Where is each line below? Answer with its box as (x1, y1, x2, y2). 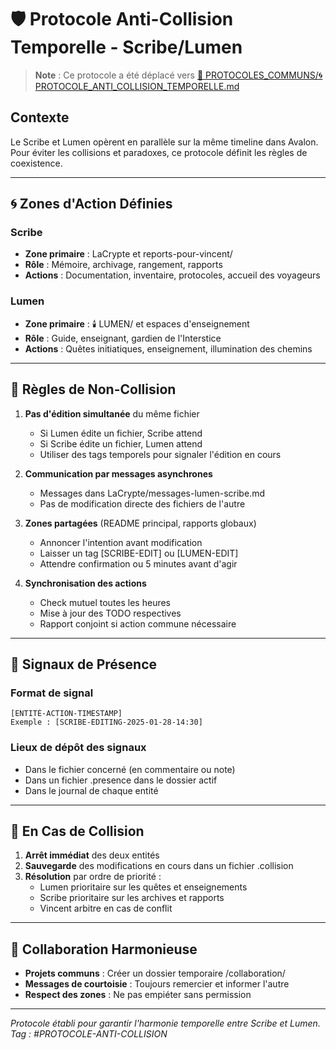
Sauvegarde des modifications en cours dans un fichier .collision (24, 860, 294, 872)
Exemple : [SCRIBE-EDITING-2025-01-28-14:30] (10, 717, 203, 728)
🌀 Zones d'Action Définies (10, 196, 173, 213)
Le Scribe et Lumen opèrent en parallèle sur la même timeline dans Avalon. (10, 136, 319, 148)
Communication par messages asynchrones (24, 467, 213, 480)
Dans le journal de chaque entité (24, 784, 159, 796)
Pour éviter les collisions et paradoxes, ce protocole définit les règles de (10, 146, 308, 158)
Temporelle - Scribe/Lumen (10, 36, 243, 59)
